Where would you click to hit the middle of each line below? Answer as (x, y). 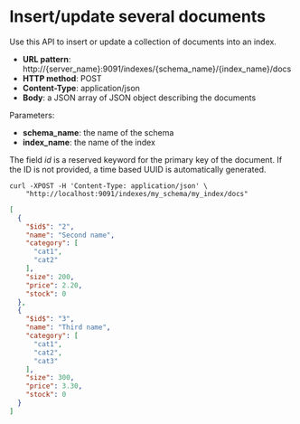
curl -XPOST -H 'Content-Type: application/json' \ (108, 186)
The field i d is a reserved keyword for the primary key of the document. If (146, 159)
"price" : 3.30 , (54, 386)
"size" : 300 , (50, 378)
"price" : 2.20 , (54, 285)
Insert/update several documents (138, 17)
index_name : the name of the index (89, 142)
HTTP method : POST (62, 78)
